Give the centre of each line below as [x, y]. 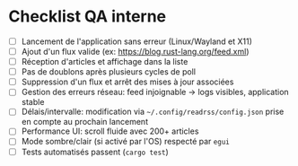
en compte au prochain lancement [85, 122]
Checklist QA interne [88, 17]
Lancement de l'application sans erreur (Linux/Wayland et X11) [137, 41]
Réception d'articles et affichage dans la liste [105, 62]
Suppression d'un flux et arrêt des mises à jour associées [127, 82]
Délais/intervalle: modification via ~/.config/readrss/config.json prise [153, 112]
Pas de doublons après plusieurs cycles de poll [109, 72]
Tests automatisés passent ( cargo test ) [95, 152]
